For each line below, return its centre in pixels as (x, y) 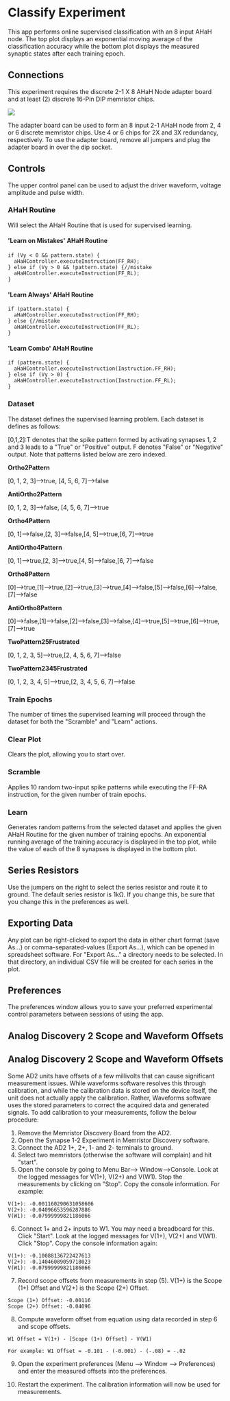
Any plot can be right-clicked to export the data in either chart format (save (114, 940)
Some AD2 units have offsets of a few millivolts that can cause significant (111, 1076)
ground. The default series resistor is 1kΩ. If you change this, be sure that (111, 894)
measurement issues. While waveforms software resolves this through (107, 1083)
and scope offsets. (44, 1326)
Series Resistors (43, 871)
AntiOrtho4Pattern (35, 547)
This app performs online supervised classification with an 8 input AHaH (110, 32)
